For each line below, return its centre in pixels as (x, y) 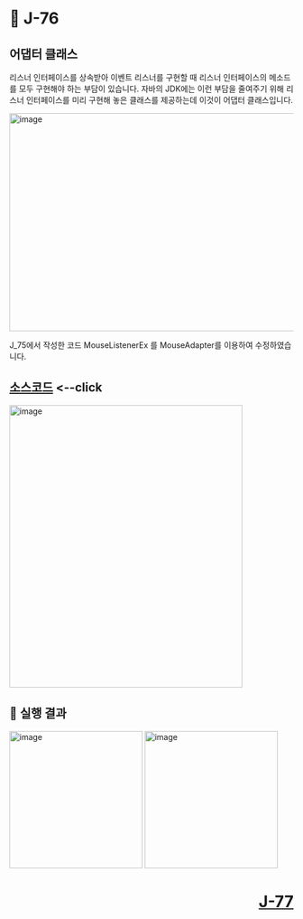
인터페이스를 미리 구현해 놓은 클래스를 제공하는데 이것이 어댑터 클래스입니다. (160, 100)
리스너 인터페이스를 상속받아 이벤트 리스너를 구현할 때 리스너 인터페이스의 (138, 77)
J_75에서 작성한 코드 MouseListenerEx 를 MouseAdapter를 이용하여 (131, 345)
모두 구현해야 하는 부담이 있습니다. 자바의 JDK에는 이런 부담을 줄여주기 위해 (151, 89)
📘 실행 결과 (38, 713)
